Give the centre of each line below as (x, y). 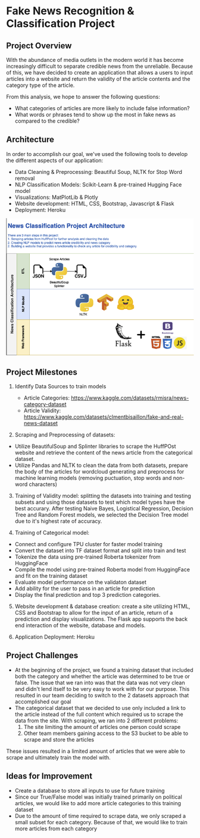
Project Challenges (42, 655)
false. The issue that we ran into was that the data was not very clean (100, 683)
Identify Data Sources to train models (60, 387)
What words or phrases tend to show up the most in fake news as (95, 115)
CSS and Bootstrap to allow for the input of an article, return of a (94, 613)
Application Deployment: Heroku (55, 637)
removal (25, 178)
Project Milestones (42, 372)
